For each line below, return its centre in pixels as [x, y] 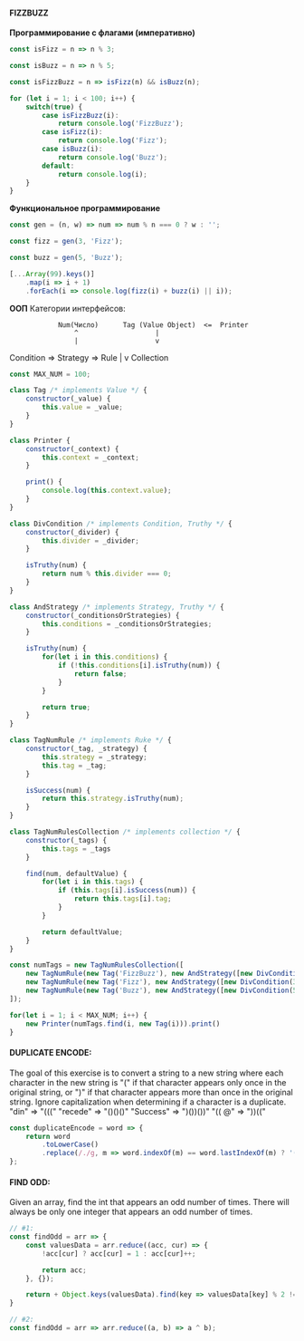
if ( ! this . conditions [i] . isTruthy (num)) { [139, 666]
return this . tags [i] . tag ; [123, 899]
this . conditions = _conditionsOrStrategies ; [127, 624]
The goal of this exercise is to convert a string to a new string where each [147, 1073]
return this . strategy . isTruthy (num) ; [113, 799]
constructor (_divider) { [72, 532]
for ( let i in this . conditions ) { [105, 657]
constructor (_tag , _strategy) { [86, 749]
